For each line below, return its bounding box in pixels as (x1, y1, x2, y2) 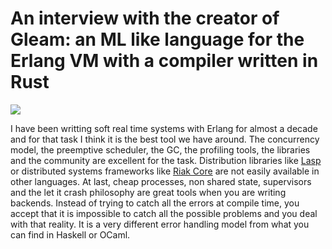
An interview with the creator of (10, 7, 280, 30)
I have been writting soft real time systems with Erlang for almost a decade (10, 122, 318, 134)
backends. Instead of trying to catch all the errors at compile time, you (10, 197, 300, 209)
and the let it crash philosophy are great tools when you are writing (10, 186, 287, 198)
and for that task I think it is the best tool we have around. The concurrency (10, 133, 320, 145)
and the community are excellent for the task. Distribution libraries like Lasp (10, 154, 322, 166)
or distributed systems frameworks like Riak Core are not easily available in (10, 165, 320, 177)
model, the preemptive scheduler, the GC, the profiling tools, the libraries (10, 143, 311, 156)
